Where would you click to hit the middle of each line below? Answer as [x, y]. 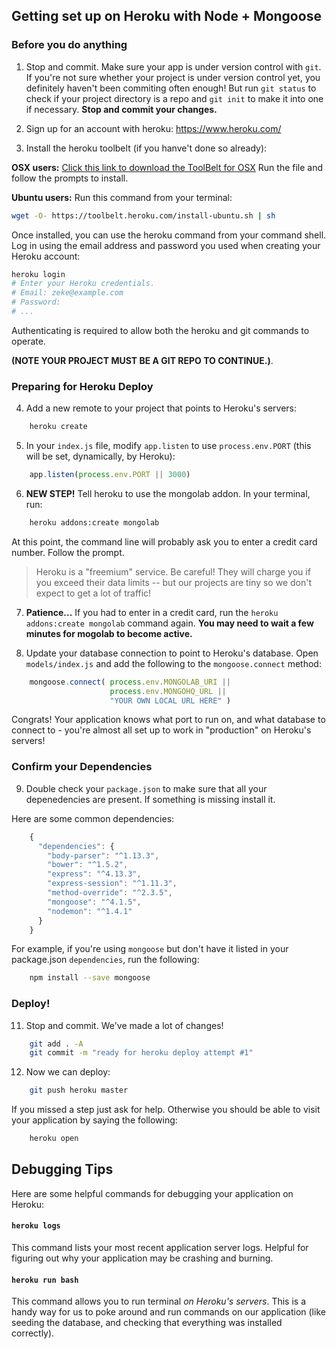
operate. [28, 341]
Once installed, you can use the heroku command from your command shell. [169, 235]
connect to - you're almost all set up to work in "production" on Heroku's [161, 730]
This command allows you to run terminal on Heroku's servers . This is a [158, 1301]
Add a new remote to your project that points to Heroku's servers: [161, 408]
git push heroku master [79, 1090]
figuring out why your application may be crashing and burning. [142, 1258]
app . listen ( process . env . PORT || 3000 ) [110, 475]
